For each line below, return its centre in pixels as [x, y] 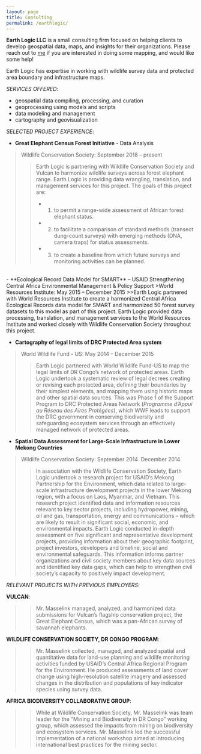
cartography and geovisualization [56, 120]
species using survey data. [69, 690]
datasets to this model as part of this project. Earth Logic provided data [94, 311]
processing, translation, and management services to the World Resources [98, 318]
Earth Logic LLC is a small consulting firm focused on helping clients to [94, 40]
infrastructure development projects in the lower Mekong [121, 490]
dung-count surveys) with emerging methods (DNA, [118, 236]
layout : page [22, 12]
